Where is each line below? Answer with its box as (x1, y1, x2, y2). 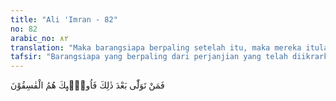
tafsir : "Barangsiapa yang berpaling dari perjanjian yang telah (10, 52, 288, 62)
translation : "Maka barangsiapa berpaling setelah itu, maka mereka (10, 42, 302, 53)
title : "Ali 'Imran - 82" (10, 14, 118, 25)
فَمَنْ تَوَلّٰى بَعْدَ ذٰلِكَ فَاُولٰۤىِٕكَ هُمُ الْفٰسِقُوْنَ (10, 79, 165, 91)
